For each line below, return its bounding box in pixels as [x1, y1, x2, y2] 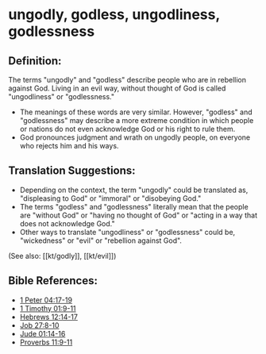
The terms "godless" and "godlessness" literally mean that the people [19, 202, 249, 211]
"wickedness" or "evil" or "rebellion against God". [19, 236, 183, 245]
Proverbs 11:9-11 [19, 337, 73, 347]
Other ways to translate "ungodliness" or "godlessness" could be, [19, 227, 236, 237]
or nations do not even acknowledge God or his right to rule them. [19, 125, 236, 133]
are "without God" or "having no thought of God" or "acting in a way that [19, 210, 258, 220]
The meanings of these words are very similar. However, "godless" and [19, 107, 253, 117]
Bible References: [8, 274, 98, 287]
